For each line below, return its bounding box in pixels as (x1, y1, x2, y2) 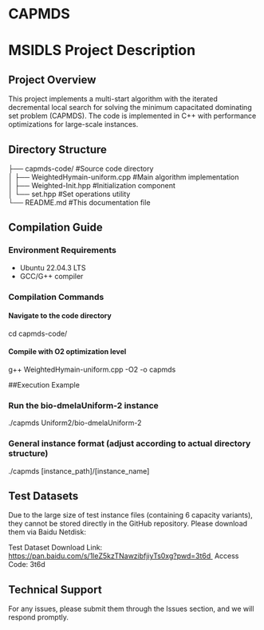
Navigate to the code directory (8, 311, 112, 321)
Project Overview (8, 73, 97, 86)
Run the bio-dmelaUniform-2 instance (8, 400, 160, 411)
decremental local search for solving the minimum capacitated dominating (8, 103, 253, 112)
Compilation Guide (8, 221, 103, 234)
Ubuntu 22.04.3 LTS (19, 262, 86, 272)
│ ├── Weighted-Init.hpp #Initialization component (8, 181, 175, 190)
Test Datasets (8, 490, 79, 502)
